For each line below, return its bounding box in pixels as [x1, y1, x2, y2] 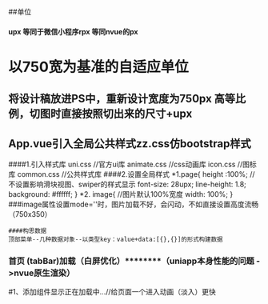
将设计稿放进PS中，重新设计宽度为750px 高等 [8, 92, 236, 106]
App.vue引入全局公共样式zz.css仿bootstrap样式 [8, 137, 251, 150]
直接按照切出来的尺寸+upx [60, 107, 193, 121]
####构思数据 [8, 226, 47, 234]
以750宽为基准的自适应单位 [8, 58, 190, 76]
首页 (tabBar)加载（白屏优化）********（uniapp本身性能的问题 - [8, 255, 261, 266]
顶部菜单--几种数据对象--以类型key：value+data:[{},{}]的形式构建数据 [8, 235, 223, 243]
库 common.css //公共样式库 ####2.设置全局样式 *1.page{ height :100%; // [8, 169, 255, 178]
